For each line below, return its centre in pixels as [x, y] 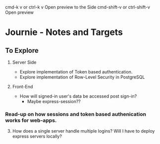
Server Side [24, 62]
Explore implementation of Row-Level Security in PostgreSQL [82, 77]
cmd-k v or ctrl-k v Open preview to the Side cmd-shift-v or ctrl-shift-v [78, 7]
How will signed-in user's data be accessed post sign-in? [78, 96]
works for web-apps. [31, 120]
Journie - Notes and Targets [64, 32]
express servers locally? [37, 136]
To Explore [22, 51]
